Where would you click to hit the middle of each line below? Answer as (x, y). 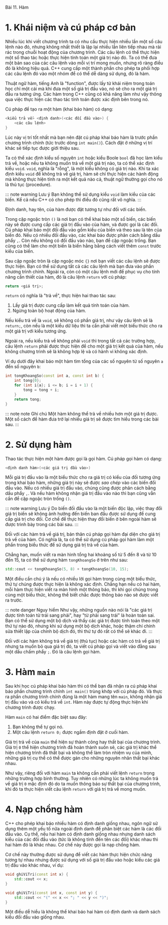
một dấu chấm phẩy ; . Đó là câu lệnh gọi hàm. (53, 652)
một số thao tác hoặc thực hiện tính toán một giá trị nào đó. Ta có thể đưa (81, 57)
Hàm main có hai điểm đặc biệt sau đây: (46, 717)
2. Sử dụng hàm (39, 444)
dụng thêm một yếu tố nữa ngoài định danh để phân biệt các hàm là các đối (83, 829)
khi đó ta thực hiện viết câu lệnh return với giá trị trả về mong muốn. (76, 789)
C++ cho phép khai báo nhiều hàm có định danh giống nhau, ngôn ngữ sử (81, 823)
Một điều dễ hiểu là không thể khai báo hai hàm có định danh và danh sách (83, 912)
